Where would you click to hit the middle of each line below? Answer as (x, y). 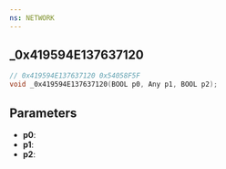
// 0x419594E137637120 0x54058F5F (75, 76)
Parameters (43, 113)
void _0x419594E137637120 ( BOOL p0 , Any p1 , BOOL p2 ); (114, 84)
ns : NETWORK (32, 18)
